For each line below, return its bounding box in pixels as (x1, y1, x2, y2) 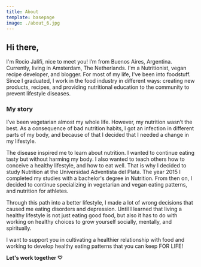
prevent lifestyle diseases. (6, 90, 71, 97)
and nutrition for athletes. (6, 187, 69, 195)
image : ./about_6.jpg (6, 20, 60, 26)
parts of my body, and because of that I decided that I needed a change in (6, 131, 190, 139)
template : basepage (6, 14, 55, 20)
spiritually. (6, 224, 32, 232)
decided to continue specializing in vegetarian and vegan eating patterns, (6, 181, 187, 188)
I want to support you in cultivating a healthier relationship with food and (6, 236, 185, 244)
